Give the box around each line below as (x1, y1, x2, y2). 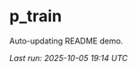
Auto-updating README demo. (9, 35, 124, 46)
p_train (9, 6, 63, 27)
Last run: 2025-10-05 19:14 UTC (9, 52, 128, 63)
